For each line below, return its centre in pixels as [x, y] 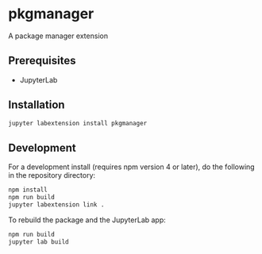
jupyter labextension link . [56, 205]
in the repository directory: [52, 175]
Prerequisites [42, 61]
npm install [28, 190]
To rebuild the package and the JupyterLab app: [87, 220]
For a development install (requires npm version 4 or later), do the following [132, 167]
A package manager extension [58, 36]
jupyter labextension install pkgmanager [78, 123]
